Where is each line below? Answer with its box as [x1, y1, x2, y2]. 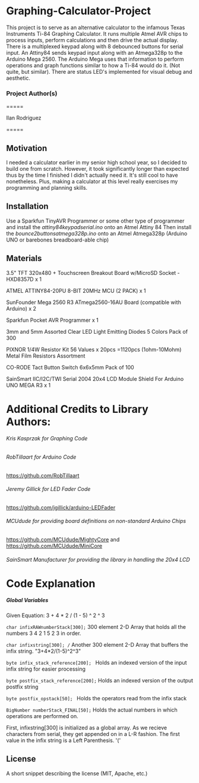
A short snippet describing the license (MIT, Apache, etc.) [6, 769, 148, 777]
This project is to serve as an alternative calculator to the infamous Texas [6, 24, 185, 31]
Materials [6, 253, 42, 264]
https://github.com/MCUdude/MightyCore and [6, 536, 120, 543]
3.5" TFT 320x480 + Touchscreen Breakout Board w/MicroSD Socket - [6, 269, 180, 276]
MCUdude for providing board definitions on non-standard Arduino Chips [6, 518, 186, 525]
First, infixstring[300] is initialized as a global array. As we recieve [6, 724, 168, 731]
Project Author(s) [6, 89, 58, 98]
